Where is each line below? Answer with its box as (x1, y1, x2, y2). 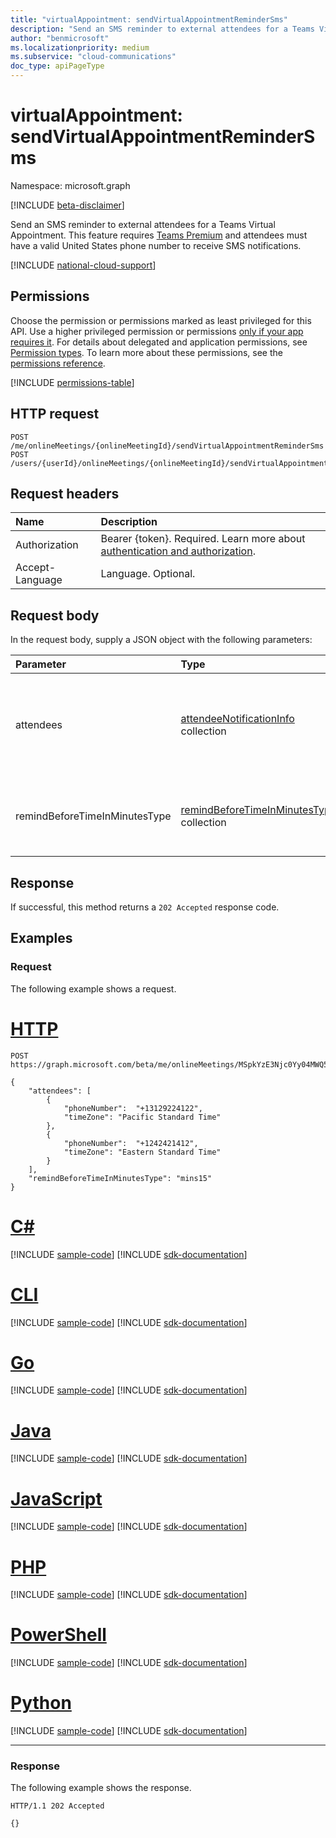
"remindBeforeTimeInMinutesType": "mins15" (28, 1173, 213, 1183)
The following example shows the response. (10, 1782, 192, 1794)
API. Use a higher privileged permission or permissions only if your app (10, 325, 304, 337)
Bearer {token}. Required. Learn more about (100, 532, 306, 546)
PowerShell (10, 1624, 107, 1646)
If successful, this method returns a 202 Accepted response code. (10, 901, 280, 913)
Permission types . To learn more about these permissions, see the (10, 346, 283, 358)
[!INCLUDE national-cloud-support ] (10, 259, 157, 271)
